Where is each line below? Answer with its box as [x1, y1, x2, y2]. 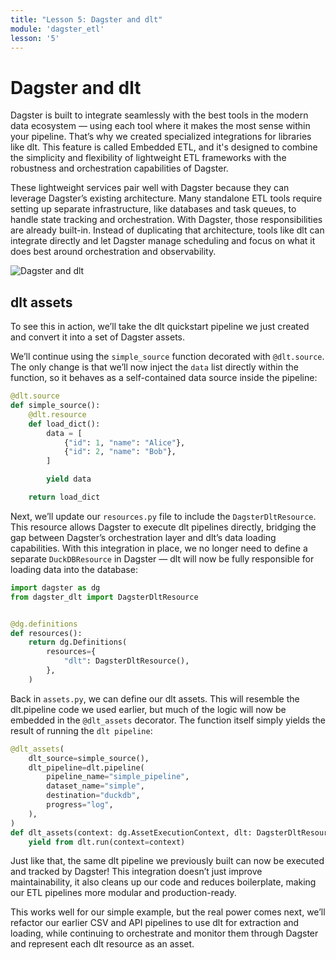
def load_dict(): [28, 419, 101, 429]
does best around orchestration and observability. [10, 246, 217, 258]
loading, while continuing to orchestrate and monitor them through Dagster [10, 927, 319, 940]
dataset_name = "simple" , [46, 781, 145, 791]
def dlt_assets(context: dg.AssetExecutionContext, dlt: [10, 827, 253, 838]
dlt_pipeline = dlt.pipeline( [28, 762, 145, 773]
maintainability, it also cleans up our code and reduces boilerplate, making [10, 876, 317, 888]
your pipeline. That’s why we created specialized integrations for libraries [10, 131, 312, 143]
